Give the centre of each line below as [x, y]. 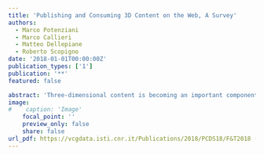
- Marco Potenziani [47, 30]
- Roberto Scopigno [47, 52]
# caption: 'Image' [45, 110]
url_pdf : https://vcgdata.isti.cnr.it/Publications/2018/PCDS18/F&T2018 [130, 139]
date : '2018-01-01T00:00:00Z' [58, 59]
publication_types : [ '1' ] [50, 67]
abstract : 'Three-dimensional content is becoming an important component [133, 95]
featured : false [35, 81]
